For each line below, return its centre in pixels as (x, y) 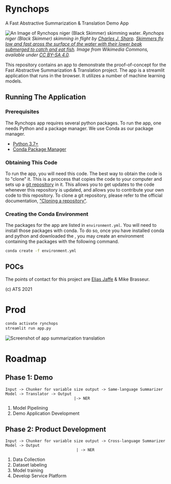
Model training (28, 470)
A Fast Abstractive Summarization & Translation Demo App (67, 23)
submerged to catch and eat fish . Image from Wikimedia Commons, (77, 49)
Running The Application (46, 97)
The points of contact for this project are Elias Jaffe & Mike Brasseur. (78, 279)
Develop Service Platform (40, 476)
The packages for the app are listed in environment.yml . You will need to (81, 225)
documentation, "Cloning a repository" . (46, 201)
